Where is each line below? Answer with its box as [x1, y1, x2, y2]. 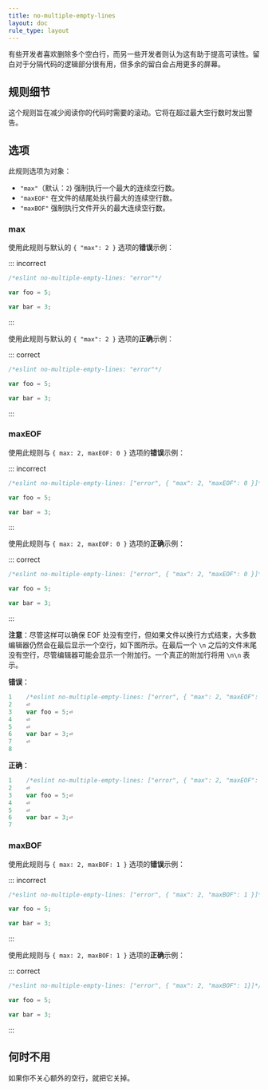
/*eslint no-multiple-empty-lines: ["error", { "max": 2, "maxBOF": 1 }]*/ [8, 890, 266, 899]
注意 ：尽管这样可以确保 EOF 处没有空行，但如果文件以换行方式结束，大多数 [8, 631, 257, 640]
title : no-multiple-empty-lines [8, 11, 116, 20]
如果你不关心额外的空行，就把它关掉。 [8, 1072, 134, 1083]
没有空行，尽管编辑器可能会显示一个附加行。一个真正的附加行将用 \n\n [8, 650, 242, 660]
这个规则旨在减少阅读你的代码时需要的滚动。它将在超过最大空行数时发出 [8, 108, 246, 117]
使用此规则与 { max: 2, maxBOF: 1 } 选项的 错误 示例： [8, 859, 186, 869]
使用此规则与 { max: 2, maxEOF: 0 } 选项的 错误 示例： [8, 448, 186, 457]
